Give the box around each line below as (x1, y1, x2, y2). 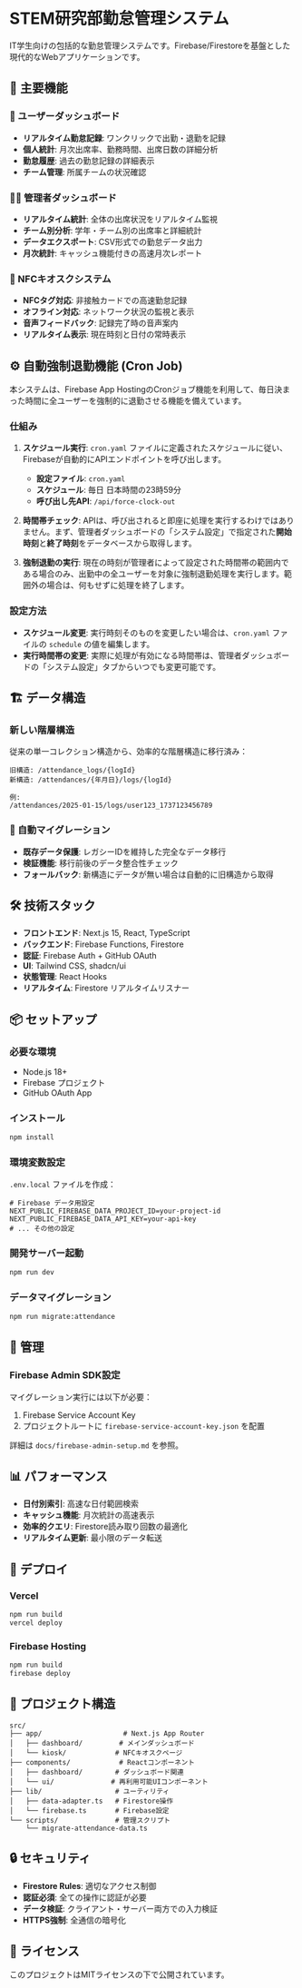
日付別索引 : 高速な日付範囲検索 (22, 1499, 139, 1510)
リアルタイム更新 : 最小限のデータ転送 (22, 1532, 163, 1543)
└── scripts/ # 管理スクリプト (9, 1816, 170, 1825)
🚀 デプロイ (9, 1561, 68, 1577)
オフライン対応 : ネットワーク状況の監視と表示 (22, 306, 195, 318)
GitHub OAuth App (22, 1087, 93, 1098)
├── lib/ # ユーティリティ (9, 1786, 170, 1796)
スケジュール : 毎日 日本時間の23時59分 (35, 485, 181, 496)
